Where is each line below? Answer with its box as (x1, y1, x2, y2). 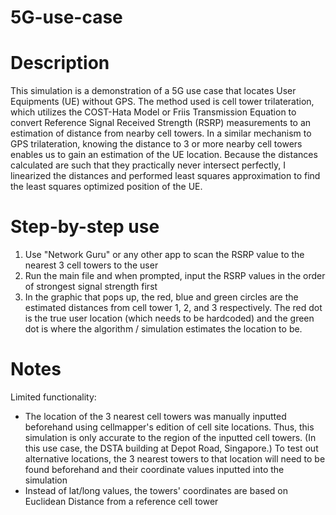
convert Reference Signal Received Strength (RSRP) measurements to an (10, 117, 312, 129)
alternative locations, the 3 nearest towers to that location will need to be (24, 453, 326, 465)
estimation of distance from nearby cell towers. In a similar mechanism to (10, 127, 312, 140)
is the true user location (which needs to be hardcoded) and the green (24, 312, 315, 325)
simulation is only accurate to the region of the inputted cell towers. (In (24, 432, 317, 443)
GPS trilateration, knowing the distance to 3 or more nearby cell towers (10, 138, 303, 150)
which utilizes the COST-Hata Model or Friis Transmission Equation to (10, 106, 297, 118)
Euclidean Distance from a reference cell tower (24, 496, 219, 507)
